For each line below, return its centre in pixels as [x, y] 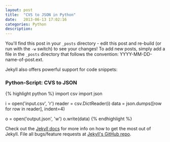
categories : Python [26, 24]
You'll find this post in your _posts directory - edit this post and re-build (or [83, 43]
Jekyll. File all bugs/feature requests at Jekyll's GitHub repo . [68, 134]
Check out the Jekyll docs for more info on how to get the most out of [78, 129]
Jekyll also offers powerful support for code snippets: [61, 70]
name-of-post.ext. [24, 60]
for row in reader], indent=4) [35, 109]
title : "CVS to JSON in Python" [41, 15]
